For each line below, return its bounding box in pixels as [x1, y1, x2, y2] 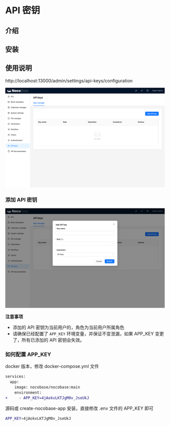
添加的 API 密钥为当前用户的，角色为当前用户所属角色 [12, 324, 125, 330]
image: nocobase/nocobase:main [14, 385, 80, 390]
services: [5, 374, 26, 379]
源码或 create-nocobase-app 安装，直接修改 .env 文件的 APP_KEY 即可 [5, 405, 154, 411]
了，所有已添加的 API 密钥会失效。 [12, 337, 85, 343]
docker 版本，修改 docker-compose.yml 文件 [5, 363, 99, 369]
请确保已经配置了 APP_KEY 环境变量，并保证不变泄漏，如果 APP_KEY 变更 [12, 331, 164, 337]
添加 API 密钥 [5, 196, 37, 203]
